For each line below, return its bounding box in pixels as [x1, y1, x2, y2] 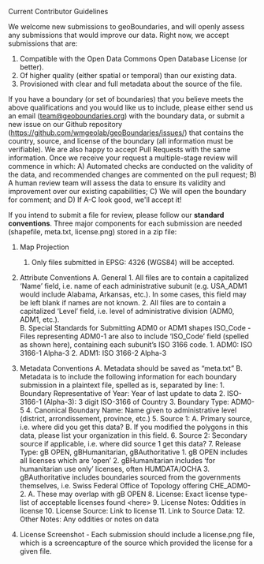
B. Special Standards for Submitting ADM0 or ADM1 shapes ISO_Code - [19, 323, 251, 332]
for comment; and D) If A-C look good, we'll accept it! [8, 195, 182, 204]
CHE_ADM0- [209, 481, 251, 490]
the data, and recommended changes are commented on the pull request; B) [8, 170, 258, 179]
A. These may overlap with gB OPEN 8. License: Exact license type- [28, 489, 248, 499]
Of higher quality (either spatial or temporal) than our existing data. [19, 71, 237, 80]
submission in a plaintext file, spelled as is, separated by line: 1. [19, 380, 225, 390]
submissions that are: [8, 39, 78, 48]
